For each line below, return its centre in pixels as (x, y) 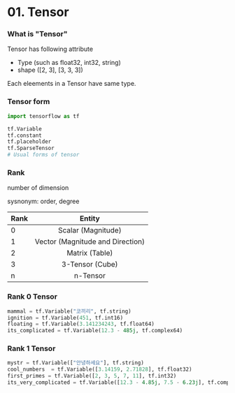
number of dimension (38, 188)
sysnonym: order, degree (43, 201)
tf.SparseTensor (31, 148)
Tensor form (29, 102)
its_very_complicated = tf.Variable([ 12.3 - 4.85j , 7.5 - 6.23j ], (106, 383)
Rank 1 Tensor (31, 348)
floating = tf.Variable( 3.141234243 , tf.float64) (81, 324)
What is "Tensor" (37, 34)
